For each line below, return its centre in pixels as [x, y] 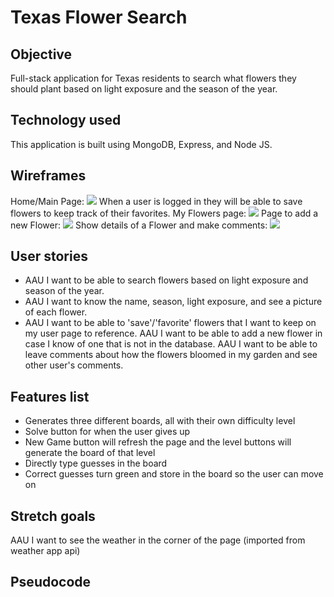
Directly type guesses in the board [96, 463]
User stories [49, 256]
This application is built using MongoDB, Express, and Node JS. [141, 144]
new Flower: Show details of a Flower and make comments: [139, 225]
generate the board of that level [90, 453]
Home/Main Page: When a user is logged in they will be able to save [156, 201]
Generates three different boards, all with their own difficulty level [160, 421]
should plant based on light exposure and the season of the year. [144, 89]
